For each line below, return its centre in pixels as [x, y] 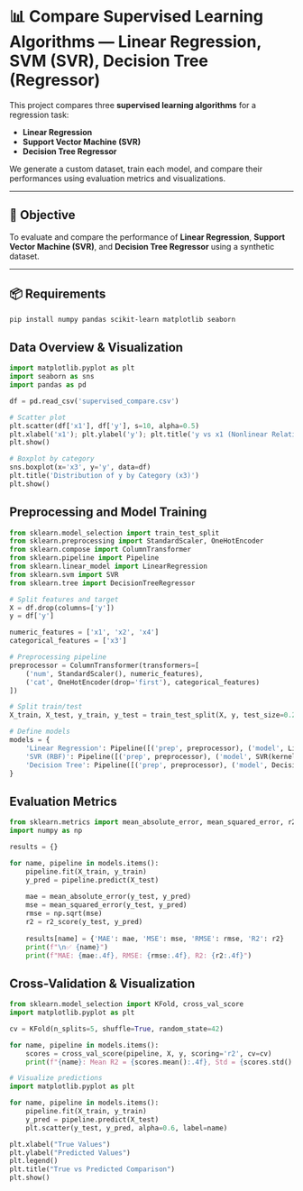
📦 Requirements [58, 294]
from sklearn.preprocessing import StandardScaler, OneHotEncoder [137, 541]
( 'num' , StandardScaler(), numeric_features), [115, 673]
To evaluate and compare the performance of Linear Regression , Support [147, 237]
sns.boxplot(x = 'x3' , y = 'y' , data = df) [80, 467]
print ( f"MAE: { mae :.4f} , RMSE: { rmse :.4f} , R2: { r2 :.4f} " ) [139, 956]
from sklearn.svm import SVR [64, 574]
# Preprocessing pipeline [58, 657]
